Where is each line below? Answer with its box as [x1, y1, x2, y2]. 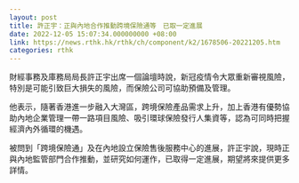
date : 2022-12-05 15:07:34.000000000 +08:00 [9, 29, 177, 38]
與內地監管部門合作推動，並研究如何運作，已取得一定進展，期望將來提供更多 [9, 154, 290, 164]
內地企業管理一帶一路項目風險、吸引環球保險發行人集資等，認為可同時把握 [16, 113, 290, 123]
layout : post [9, 12, 58, 22]
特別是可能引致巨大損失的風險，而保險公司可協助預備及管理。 [9, 83, 236, 93]
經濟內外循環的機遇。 [9, 123, 87, 134]
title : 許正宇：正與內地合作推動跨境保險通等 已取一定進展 [9, 21, 203, 30]
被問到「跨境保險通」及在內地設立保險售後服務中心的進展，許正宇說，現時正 [9, 143, 290, 154]
